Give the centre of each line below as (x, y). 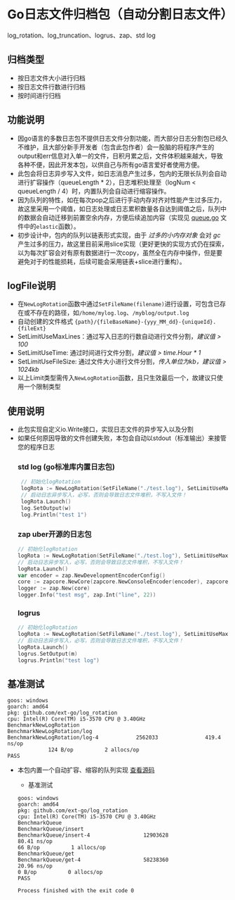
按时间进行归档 (39, 95)
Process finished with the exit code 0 (76, 891)
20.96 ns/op (35, 866)
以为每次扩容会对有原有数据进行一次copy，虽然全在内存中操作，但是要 (120, 252)
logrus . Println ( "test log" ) (58, 660)
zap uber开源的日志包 (54, 534)
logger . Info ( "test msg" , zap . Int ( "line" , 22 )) (87, 595)
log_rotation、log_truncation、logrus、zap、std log (81, 35)
